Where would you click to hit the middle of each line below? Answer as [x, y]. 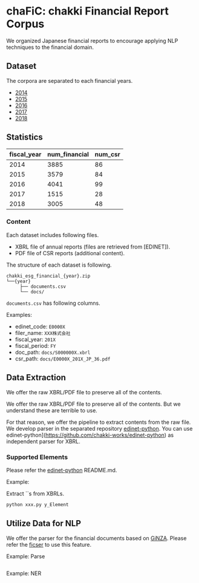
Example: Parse [26, 556]
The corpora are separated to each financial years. [70, 80]
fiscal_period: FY [35, 345]
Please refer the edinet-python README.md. [62, 470]
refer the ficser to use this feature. [49, 544]
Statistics [25, 137]
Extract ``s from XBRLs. [35, 493]
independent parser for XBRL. [43, 441]
